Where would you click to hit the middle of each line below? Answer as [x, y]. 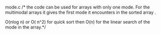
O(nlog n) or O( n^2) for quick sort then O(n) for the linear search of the [78, 22]
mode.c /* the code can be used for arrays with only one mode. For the [78, 7]
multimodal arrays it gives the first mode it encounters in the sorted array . [81, 12]
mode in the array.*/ [25, 27]
